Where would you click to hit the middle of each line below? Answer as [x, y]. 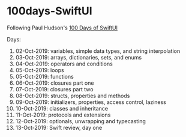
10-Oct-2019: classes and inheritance [62, 108]
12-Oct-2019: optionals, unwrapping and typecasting [81, 121]
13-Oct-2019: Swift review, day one [59, 127]
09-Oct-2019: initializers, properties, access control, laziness [91, 102]
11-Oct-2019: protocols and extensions [63, 115]
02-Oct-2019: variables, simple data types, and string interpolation [98, 51]
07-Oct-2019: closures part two [54, 89]
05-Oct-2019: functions [44, 76]
